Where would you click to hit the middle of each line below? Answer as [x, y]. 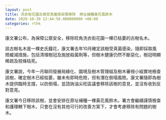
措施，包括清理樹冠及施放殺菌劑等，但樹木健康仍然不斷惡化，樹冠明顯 [89, 55]
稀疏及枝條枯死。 [22, 61]
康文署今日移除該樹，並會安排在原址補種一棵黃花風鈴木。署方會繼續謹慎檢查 [83, 100]
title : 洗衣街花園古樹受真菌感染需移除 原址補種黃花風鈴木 [59, 14]
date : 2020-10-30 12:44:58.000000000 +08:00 [52, 19]
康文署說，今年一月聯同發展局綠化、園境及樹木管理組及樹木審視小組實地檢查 [83, 72]
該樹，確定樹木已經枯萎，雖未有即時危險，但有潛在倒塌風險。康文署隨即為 [81, 78]
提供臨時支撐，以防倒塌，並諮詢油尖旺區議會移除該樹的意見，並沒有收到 [83, 84]
